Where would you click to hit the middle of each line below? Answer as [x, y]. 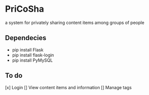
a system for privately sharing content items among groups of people [75, 23]
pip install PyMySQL [32, 60]
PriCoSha [25, 9]
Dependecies [26, 38]
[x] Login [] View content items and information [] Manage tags [68, 87]
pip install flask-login [33, 55]
